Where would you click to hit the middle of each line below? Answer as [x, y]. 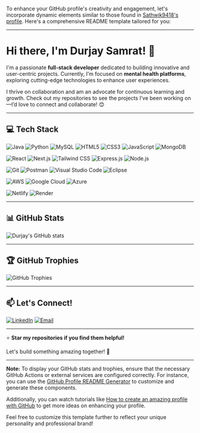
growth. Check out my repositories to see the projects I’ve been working [95, 98]
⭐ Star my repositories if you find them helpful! [65, 338]
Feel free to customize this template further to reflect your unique [86, 417]
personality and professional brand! [50, 423]
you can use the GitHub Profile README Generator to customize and [90, 382]
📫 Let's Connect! [39, 303]
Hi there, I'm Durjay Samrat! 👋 [81, 51]
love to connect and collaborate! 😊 [62, 104]
